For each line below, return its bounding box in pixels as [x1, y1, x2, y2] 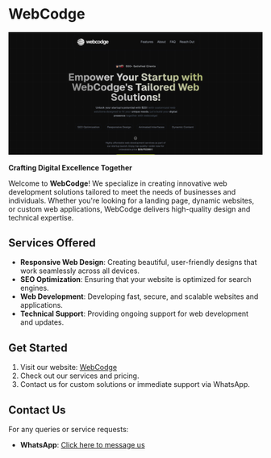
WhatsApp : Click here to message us [19, 440, 145, 450]
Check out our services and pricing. [19, 371, 140, 380]
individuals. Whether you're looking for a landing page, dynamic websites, [8, 195, 255, 205]
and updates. [19, 317, 65, 327]
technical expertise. [8, 212, 74, 222]
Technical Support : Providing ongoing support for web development [19, 309, 248, 319]
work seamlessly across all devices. [19, 266, 140, 275]
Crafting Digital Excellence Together [8, 162, 133, 172]
